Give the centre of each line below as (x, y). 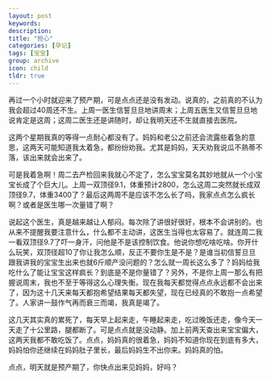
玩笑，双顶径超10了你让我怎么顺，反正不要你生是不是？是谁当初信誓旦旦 (135, 252)
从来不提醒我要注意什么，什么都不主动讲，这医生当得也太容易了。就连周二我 (135, 231)
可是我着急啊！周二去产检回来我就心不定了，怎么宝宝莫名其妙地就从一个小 (132, 174)
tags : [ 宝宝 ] (29, 53)
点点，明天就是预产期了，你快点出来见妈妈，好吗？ (93, 367)
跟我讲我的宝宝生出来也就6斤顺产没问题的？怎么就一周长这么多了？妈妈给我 (134, 262)
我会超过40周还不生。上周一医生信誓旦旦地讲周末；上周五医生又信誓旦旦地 (133, 110)
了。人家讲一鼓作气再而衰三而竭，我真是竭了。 (86, 302)
